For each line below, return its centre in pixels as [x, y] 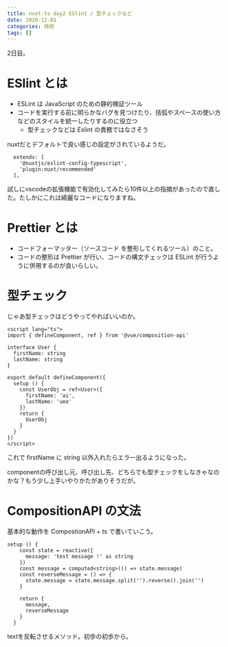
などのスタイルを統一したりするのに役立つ [77, 121]
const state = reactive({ [57, 551]
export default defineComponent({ [57, 378]
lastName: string [38, 360]
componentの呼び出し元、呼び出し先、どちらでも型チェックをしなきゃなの [113, 472]
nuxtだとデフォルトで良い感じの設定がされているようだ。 [89, 145]
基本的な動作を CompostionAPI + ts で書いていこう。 [82, 531]
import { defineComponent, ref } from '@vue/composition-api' [98, 336]
